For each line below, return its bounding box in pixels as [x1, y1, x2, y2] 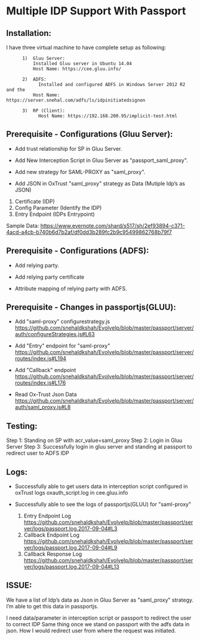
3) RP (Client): [21, 108, 66, 114]
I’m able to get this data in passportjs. [6, 602, 99, 609]
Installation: [6, 28, 52, 38]
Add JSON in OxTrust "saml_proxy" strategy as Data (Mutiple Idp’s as [14, 179, 185, 187]
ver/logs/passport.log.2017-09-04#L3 [23, 525, 118, 532]
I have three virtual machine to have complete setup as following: [6, 44, 167, 51]
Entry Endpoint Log [23, 513, 72, 520]
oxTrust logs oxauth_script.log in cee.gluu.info [14, 489, 128, 496]
